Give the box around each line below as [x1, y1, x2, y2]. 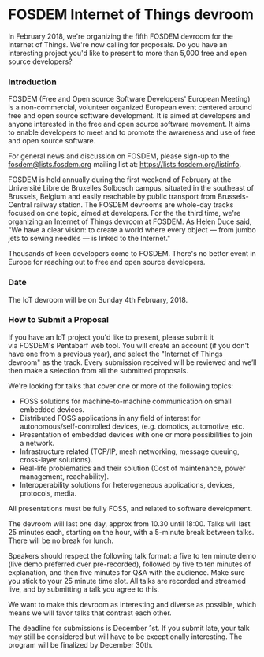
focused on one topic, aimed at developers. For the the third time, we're [8, 209, 241, 218]
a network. [19, 438, 55, 447]
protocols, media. [19, 488, 77, 498]
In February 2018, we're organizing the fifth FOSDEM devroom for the [8, 32, 234, 41]
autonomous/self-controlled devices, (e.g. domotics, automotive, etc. [19, 421, 244, 431]
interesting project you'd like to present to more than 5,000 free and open [8, 48, 247, 58]
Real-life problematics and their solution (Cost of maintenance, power [19, 463, 246, 473]
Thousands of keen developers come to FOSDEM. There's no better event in [8, 249, 256, 258]
